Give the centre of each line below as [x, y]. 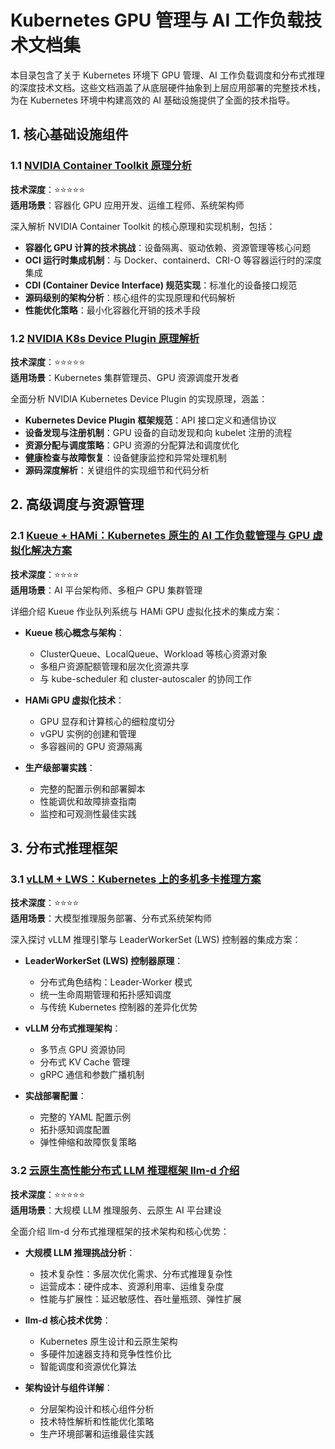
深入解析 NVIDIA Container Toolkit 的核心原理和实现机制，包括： [143, 226]
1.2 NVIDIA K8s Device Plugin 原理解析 [105, 338]
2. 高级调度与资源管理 [77, 504]
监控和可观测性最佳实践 [88, 813]
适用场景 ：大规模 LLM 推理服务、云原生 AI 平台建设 [116, 1210]
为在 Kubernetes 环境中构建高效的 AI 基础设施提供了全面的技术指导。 [153, 100]
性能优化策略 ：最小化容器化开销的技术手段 [112, 310]
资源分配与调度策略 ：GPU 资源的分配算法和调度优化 [132, 445]
